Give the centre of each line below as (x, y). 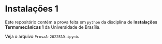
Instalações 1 (32, 9)
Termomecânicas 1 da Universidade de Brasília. (53, 27)
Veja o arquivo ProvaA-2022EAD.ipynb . (42, 36)
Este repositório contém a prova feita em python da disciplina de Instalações (81, 22)
